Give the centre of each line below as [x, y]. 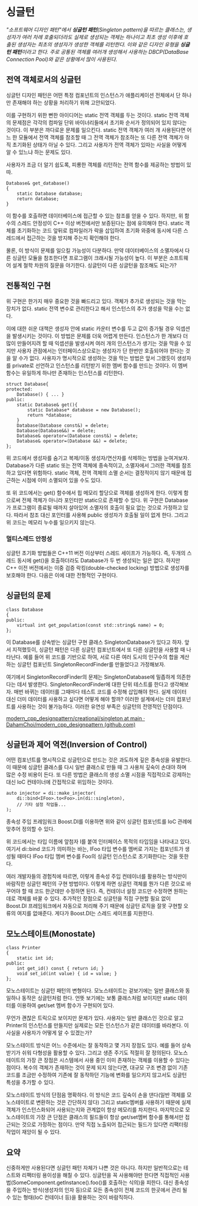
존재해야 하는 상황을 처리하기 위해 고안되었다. [64, 102]
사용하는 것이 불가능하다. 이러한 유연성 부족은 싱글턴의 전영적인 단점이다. [100, 706]
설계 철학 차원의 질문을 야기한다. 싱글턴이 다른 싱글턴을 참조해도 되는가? [94, 265]
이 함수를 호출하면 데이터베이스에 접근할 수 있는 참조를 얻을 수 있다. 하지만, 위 [95, 215]
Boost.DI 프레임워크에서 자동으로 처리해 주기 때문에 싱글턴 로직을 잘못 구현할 [94, 906]
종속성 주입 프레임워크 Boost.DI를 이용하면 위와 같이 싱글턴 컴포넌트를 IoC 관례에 [99, 822]
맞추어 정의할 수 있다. [30, 829]
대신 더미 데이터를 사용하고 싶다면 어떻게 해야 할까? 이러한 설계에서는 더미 [91, 699]
